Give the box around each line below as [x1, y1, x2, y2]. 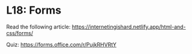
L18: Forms [6, 4, 62, 17]
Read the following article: [6, 23, 71, 30]
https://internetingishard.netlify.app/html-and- [71, 23, 186, 30]
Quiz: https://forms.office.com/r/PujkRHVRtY [6, 41, 117, 48]
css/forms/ [6, 29, 34, 36]
